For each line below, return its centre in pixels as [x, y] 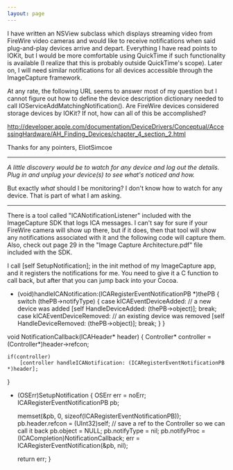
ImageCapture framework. [45, 78]
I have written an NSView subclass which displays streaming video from [110, 33]
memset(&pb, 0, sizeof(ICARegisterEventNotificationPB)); [99, 416]
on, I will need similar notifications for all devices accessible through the [110, 70]
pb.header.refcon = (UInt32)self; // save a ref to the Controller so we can [121, 423]
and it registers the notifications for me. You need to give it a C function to [113, 273]
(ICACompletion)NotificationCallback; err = [79, 438]
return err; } [34, 459]
